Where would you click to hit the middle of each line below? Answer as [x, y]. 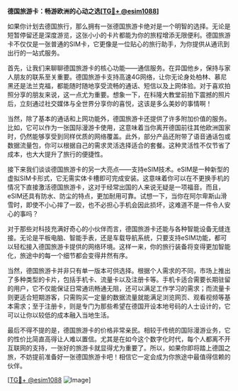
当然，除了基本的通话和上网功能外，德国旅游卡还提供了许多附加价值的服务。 [119, 119]
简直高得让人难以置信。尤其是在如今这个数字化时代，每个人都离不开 [131, 339]
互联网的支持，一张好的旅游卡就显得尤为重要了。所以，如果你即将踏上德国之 [119, 348]
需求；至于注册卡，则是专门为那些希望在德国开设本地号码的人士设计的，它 [122, 306]
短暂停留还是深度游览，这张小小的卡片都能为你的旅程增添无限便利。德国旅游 [119, 35]
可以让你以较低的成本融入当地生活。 [60, 315]
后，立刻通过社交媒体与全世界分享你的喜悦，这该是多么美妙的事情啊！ [110, 103]
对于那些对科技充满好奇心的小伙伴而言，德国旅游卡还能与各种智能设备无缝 [116, 229]
